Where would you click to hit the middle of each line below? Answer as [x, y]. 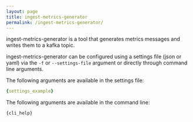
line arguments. [25, 69]
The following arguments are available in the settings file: [75, 80]
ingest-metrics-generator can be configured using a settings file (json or [94, 57]
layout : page [22, 11]
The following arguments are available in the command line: [78, 103]
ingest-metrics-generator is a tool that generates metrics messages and [93, 39]
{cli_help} [19, 113]
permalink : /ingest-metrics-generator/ [55, 22]
